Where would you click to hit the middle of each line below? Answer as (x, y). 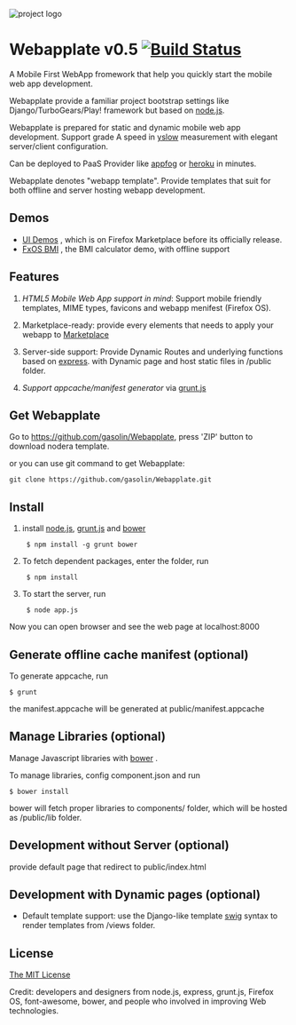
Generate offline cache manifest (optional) (129, 654)
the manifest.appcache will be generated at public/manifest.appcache (137, 709)
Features (34, 277)
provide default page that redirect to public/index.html (108, 867)
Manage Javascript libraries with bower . (83, 758)
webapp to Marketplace (65, 334)
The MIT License (40, 975)
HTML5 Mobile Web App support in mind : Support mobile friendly (142, 298)
